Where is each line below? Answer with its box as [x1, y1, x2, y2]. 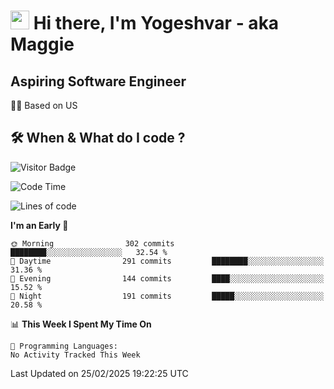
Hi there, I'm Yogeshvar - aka [33, 12, 280, 35]
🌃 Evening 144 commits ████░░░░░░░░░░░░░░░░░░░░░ [10, 273, 325, 284]
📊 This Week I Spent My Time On [10, 318, 152, 330]
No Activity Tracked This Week [10, 350, 141, 360]
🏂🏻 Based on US [10, 100, 78, 111]
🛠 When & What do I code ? [10, 130, 186, 147]
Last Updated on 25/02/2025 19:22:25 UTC [10, 367, 189, 379]
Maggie [10, 33, 75, 56]
